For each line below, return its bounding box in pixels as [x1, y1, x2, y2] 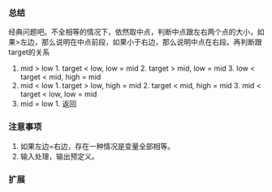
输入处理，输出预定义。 [19, 151, 99, 161]
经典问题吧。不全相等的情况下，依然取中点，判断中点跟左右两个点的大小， [8, 27, 257, 37]
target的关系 [8, 47, 50, 58]
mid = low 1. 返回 [19, 99, 77, 109]
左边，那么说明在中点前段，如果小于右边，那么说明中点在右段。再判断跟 [19, 37, 262, 47]
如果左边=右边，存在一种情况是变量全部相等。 [19, 141, 175, 151]
